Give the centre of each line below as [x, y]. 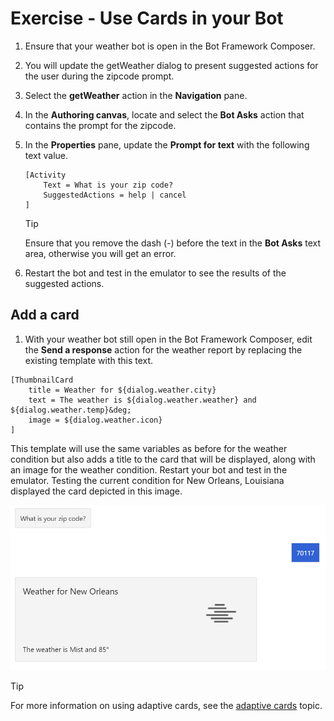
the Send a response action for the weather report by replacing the [163, 349]
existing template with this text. [89, 360]
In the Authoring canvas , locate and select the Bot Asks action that [164, 114]
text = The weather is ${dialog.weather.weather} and [142, 400]
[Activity [45, 175]
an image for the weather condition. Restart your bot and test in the [149, 469]
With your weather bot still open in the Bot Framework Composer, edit [168, 339]
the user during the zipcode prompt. [99, 76]
